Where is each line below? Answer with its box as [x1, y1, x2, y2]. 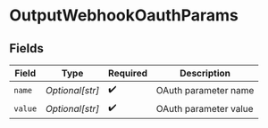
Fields [9, 41, 45, 56]
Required [108, 68, 148, 79]
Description [180, 68, 230, 79]
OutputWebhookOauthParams [9, 5, 239, 26]
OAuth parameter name [155, 84, 255, 96]
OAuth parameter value [155, 102, 254, 115]
